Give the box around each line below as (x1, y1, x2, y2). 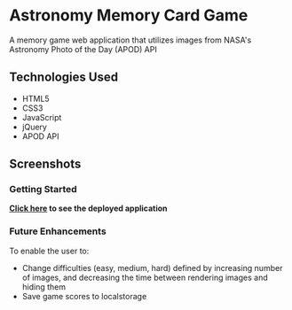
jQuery (21, 121, 47, 132)
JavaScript (21, 112, 62, 122)
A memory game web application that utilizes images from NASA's (9, 35, 252, 45)
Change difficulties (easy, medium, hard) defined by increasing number (21, 262, 283, 273)
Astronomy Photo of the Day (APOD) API (9, 43, 157, 54)
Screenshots (9, 157, 82, 172)
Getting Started (9, 183, 77, 196)
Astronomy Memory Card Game (9, 5, 249, 26)
